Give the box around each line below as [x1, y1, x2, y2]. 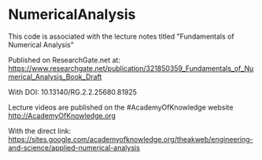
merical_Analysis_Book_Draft [8, 72, 102, 81]
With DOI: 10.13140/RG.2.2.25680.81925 [8, 87, 138, 96]
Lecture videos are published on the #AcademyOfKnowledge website [8, 102, 234, 112]
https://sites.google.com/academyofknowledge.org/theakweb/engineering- [8, 134, 253, 143]
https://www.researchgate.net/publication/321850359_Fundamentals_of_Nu [8, 63, 254, 73]
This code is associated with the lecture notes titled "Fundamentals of [8, 32, 234, 41]
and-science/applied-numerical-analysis [8, 143, 140, 152]
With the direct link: [8, 126, 72, 136]
